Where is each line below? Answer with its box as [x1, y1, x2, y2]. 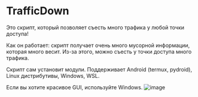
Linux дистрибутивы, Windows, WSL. [6, 72, 100, 79]
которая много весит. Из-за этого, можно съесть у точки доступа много [6, 48, 192, 55]
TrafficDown [6, 4, 70, 18]
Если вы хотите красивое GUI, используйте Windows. [6, 83, 143, 90]
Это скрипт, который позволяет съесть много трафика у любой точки [6, 24, 184, 31]
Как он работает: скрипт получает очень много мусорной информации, [6, 42, 190, 49]
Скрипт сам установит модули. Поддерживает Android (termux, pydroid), [6, 65, 193, 73]
